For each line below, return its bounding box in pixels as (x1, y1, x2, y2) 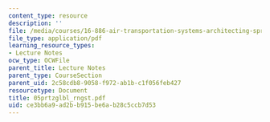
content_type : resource (8, 11, 88, 20)
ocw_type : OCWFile (8, 57, 70, 65)
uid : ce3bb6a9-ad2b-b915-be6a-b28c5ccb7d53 (8, 101, 157, 109)
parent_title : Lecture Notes (8, 64, 106, 72)
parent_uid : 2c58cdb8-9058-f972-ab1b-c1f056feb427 (8, 79, 182, 87)
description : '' (8, 19, 63, 27)
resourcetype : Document (8, 86, 88, 95)
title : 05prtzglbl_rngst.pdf (8, 94, 106, 102)
